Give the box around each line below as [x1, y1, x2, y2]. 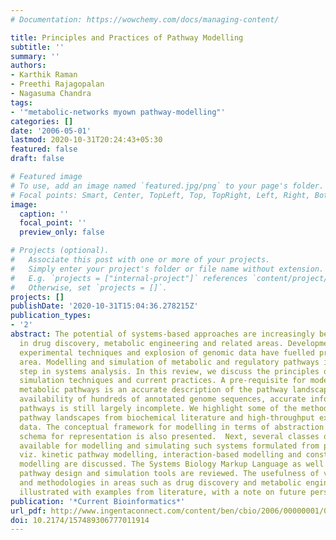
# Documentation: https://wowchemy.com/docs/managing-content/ [10, 14, 280, 25]
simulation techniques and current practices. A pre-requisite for [19, 376, 307, 386]
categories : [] [10, 116, 74, 126]
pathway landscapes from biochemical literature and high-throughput [19, 412, 315, 423]
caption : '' [19, 209, 70, 219]
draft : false [10, 154, 65, 164]
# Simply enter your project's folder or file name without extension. [10, 264, 325, 274]
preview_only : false [19, 227, 105, 238]
